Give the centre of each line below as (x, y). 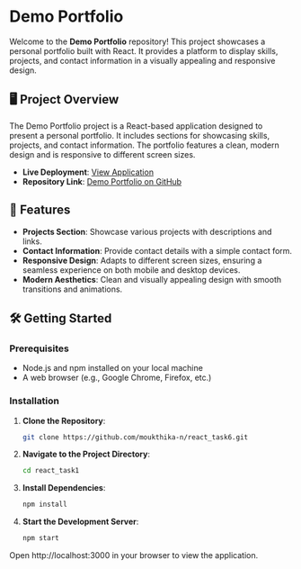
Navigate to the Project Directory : (86, 454)
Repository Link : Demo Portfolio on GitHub (102, 181)
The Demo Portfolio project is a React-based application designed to (136, 126)
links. (32, 241)
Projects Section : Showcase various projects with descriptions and (147, 231)
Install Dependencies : (64, 488)
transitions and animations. (72, 289)
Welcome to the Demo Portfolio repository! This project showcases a (137, 41)
